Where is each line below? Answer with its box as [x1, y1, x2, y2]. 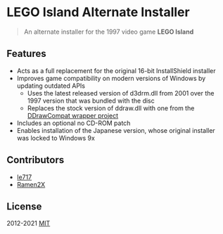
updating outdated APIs [16, 82, 86, 90]
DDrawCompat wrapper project [27, 111, 119, 119]
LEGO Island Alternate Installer [6, 4, 191, 20]
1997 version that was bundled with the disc [27, 96, 155, 105]
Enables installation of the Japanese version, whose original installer [16, 126, 215, 134]
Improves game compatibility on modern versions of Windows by [16, 74, 206, 82]
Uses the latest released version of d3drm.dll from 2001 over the [27, 89, 215, 97]
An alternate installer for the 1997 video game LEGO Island [23, 27, 194, 36]
